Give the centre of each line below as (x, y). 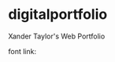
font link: (22, 51)
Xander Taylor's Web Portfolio (57, 36)
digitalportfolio (58, 15)
